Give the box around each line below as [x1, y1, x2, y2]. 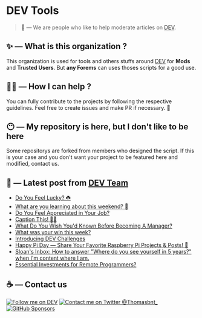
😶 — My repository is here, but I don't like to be [6, 121, 189, 132]
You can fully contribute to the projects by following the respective [6, 98, 172, 105]
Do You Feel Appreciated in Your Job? [15, 209, 110, 217]
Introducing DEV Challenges [15, 235, 86, 243]
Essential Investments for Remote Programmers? [15, 261, 137, 268]
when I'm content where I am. [15, 254, 90, 262]
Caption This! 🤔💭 [15, 216, 57, 223]
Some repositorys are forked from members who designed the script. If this [6, 147, 195, 155]
